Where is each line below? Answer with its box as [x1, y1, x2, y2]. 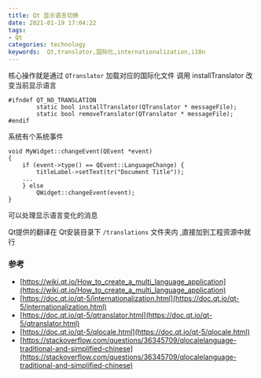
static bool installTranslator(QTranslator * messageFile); [36, 103, 237, 111]
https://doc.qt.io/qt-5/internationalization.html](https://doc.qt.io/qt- [22, 294, 240, 303]
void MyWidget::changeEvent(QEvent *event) [8, 147, 153, 155]
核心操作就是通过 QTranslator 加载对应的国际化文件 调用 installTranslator [8, 71, 244, 80]
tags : [8, 26, 26, 34]
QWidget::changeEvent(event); [36, 189, 135, 197]
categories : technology [8, 41, 86, 49]
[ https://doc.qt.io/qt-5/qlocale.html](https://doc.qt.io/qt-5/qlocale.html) [19, 328, 250, 337]
